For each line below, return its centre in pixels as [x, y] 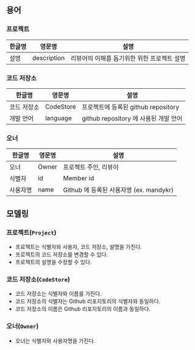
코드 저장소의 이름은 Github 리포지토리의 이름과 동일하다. [83, 309]
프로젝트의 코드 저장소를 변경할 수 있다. [62, 254]
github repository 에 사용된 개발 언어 [132, 118]
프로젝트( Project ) [31, 233]
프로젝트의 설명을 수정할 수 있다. [53, 262]
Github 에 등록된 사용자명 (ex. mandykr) [118, 190]
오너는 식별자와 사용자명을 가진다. [55, 341]
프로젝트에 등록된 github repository [131, 107]
